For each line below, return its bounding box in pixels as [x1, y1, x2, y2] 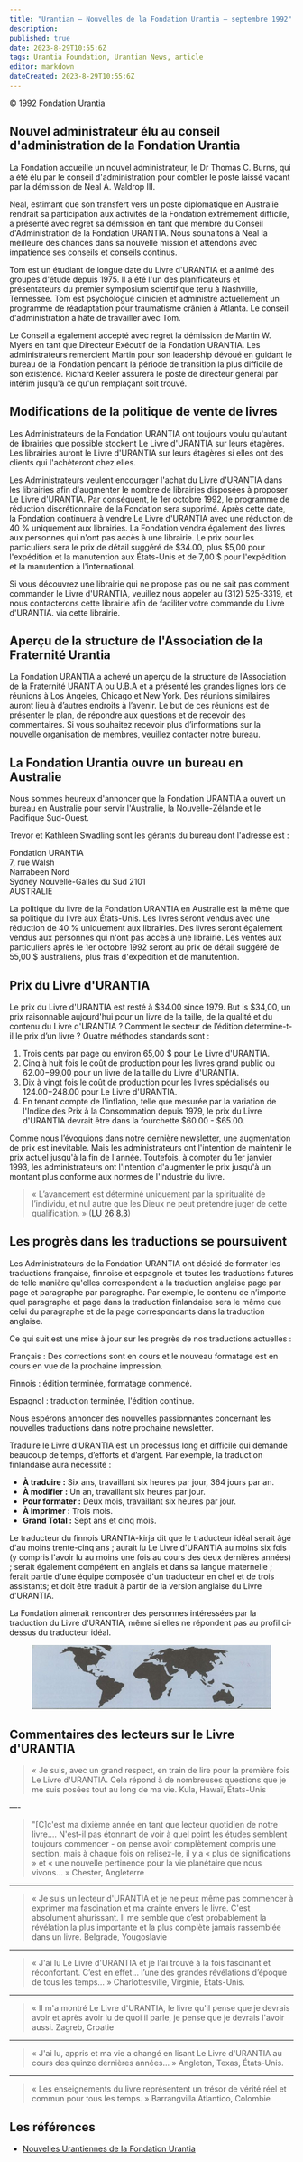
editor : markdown [9, 62, 75, 71]
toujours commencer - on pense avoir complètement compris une [31, 1838, 277, 1849]
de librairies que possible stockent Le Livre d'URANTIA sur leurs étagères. [9, 437, 286, 448]
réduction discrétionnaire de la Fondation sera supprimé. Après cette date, [9, 503, 286, 514]
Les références [9, 2120, 96, 2135]
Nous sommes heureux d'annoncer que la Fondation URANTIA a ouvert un [9, 794, 286, 804]
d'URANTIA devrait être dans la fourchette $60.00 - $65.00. [22, 1114, 245, 1125]
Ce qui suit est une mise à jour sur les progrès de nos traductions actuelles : [9, 1333, 292, 1344]
